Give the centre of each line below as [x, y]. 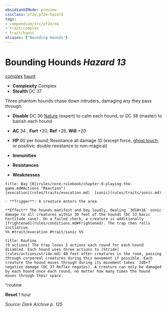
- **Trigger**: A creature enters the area [51, 201]
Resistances [25, 165]
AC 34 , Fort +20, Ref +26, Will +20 [49, 131]
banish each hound [32, 121]
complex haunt [20, 76]
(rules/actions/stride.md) [33, 254]
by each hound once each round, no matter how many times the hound [78, 271]
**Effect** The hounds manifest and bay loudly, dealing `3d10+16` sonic [83, 210]
